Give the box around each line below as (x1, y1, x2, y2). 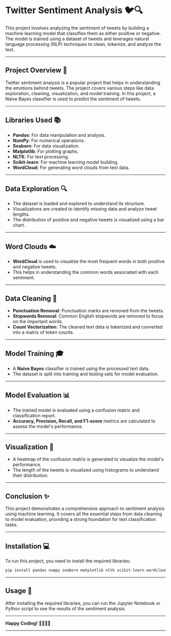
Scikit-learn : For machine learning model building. (12, 159, 119, 165)
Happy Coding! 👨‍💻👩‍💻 (5, 620, 51, 626)
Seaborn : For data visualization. (12, 142, 80, 149)
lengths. (12, 211, 30, 217)
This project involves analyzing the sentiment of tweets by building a (5, 24, 149, 31)
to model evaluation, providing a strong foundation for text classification (5, 516, 156, 523)
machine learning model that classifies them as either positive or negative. (5, 30, 161, 36)
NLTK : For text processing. (12, 154, 69, 160)
